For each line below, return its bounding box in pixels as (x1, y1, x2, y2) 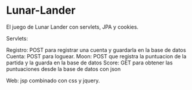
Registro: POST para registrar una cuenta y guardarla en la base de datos (6, 46, 187, 54)
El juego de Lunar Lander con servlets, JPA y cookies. (6, 23, 139, 30)
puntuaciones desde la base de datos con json (6, 65, 121, 72)
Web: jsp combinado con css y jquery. (6, 77, 100, 84)
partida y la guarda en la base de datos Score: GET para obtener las (6, 59, 173, 66)
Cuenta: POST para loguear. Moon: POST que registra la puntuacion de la (6, 52, 187, 60)
